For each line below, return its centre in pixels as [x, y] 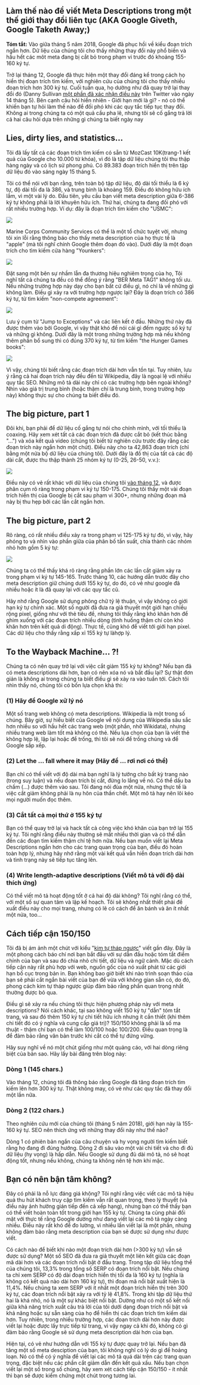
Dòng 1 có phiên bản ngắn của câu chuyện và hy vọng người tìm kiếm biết [97, 1141]
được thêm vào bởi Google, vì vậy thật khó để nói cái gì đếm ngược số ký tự [99, 328]
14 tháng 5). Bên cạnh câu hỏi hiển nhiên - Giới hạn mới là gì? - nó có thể [96, 100]
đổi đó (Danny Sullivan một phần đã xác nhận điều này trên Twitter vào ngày [100, 94]
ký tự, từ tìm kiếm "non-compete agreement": [62, 298]
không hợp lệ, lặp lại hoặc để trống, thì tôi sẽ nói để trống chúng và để [93, 739]
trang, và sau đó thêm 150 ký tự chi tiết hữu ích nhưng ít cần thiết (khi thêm [98, 1017]
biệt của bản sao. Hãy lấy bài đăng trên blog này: [66, 1054]
